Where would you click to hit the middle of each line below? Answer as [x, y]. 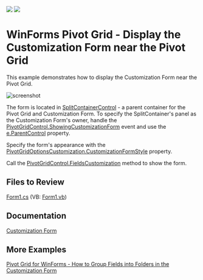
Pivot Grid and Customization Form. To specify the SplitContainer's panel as [101, 114]
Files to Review [36, 182]
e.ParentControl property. [38, 133]
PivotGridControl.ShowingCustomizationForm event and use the [86, 126]
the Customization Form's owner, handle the [62, 120]
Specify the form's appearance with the [56, 145]
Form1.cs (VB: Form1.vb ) [36, 197]
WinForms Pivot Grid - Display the [94, 35]
